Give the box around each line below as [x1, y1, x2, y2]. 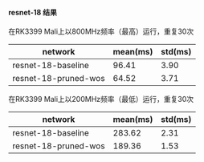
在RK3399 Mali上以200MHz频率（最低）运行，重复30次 [8, 95, 194, 104]
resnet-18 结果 [8, 7, 58, 17]
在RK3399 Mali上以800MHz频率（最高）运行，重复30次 [8, 26, 194, 36]
